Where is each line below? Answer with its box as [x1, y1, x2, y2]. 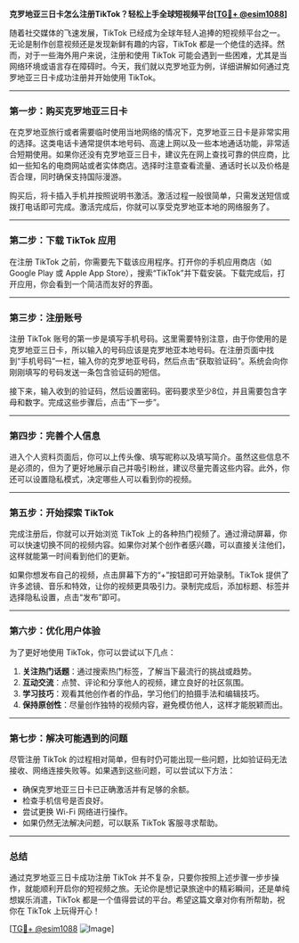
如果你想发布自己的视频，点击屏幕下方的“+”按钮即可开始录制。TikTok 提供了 [9, 570, 289, 580]
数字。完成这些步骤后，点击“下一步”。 [24, 397, 165, 407]
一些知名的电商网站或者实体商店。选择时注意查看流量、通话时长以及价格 [16, 160, 282, 171]
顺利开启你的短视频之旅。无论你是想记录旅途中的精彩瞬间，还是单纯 [39, 883, 290, 894]
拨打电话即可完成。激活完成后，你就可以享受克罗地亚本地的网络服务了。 [9, 201, 274, 212]
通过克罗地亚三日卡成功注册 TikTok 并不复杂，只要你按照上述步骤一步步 [9, 873, 272, 883]
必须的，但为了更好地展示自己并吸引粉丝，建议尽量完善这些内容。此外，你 [16, 463, 290, 473]
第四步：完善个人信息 [9, 430, 101, 442]
